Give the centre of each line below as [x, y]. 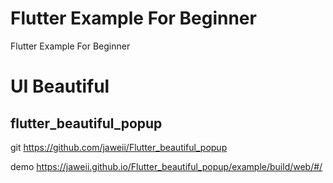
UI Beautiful [60, 86]
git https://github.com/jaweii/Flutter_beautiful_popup [119, 147]
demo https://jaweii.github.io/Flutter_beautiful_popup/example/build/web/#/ [166, 166]
